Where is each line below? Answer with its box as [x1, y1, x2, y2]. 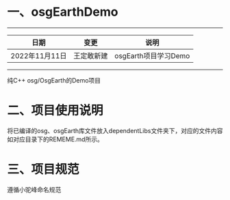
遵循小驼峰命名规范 [7, 185, 62, 193]
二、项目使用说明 [7, 103, 104, 118]
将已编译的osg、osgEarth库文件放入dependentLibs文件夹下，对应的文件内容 [7, 126, 223, 134]
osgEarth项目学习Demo [114, 51, 190, 60]
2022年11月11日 [10, 51, 67, 60]
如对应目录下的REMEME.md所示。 [7, 135, 104, 143]
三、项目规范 [7, 162, 80, 177]
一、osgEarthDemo [7, 4, 118, 20]
